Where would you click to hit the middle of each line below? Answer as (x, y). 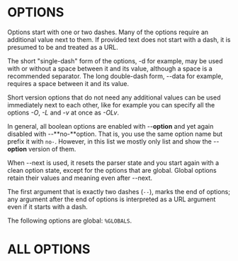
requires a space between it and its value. (68, 83)
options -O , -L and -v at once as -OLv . (63, 112)
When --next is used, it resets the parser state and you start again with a (113, 163)
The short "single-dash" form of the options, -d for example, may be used (115, 60)
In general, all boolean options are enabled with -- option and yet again (110, 126)
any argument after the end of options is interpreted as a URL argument (112, 199)
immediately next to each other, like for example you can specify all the (111, 105)
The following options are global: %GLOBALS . (70, 220)
